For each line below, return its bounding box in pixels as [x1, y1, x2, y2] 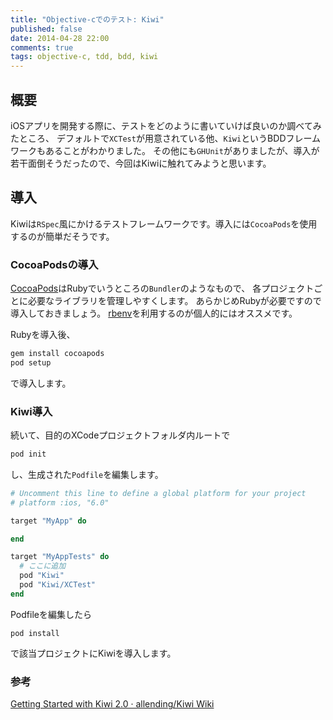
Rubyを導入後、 [10, 329, 76, 341]
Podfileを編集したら [10, 608, 92, 620]
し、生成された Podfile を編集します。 [10, 468, 164, 480]
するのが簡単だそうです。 [10, 230, 115, 242]
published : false [10, 24, 83, 34]
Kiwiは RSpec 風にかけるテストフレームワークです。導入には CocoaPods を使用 [10, 217, 318, 230]
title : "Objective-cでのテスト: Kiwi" [10, 14, 165, 25]
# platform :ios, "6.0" [10, 497, 110, 508]
